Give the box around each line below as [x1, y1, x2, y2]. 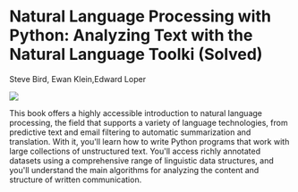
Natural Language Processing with [9, 6, 271, 27]
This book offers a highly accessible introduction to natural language [9, 107, 262, 118]
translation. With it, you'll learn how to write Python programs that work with [9, 136, 290, 146]
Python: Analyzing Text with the [9, 25, 253, 46]
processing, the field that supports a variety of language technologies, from [9, 117, 288, 128]
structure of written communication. [9, 174, 142, 185]
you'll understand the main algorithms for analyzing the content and [9, 164, 260, 175]
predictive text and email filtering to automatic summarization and [9, 127, 251, 138]
